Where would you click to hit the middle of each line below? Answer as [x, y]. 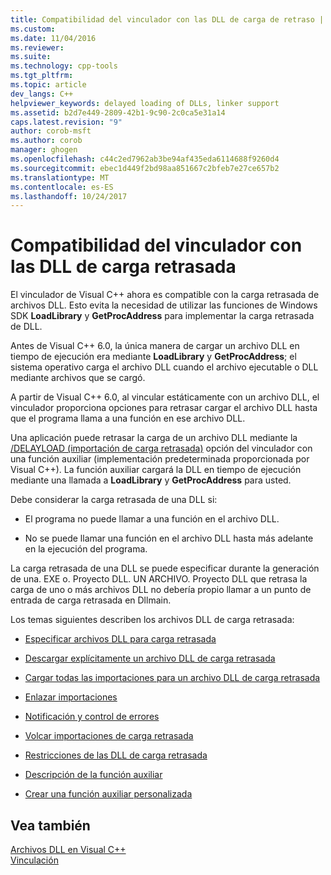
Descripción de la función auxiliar [93, 775]
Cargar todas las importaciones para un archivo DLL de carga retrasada [172, 678]
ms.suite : [31, 57]
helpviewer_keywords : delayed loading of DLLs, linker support [145, 103]
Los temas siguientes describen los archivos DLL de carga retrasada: [152, 620]
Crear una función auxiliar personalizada [108, 794]
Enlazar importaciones [71, 697]
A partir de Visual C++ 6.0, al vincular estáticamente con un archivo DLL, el [165, 397]
